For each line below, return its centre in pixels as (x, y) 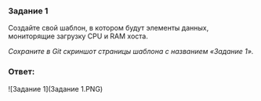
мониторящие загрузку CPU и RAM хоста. (78, 36)
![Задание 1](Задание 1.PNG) (56, 88)
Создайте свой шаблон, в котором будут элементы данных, (109, 28)
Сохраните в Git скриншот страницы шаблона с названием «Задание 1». (131, 52)
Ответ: (22, 72)
